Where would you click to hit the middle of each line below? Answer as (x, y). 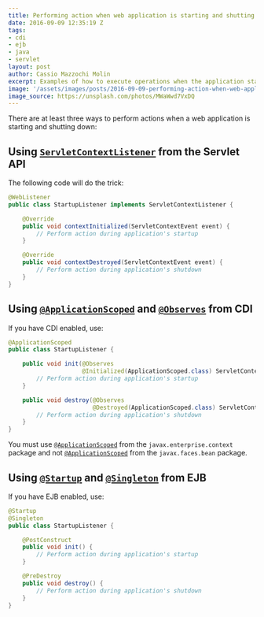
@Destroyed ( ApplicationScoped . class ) (154, 407)
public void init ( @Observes (68, 364)
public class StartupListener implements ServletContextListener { (121, 204)
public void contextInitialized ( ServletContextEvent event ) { (126, 226)
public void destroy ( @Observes (73, 400)
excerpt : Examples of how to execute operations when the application (126, 81)
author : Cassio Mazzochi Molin (59, 74)
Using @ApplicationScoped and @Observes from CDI (130, 309)
